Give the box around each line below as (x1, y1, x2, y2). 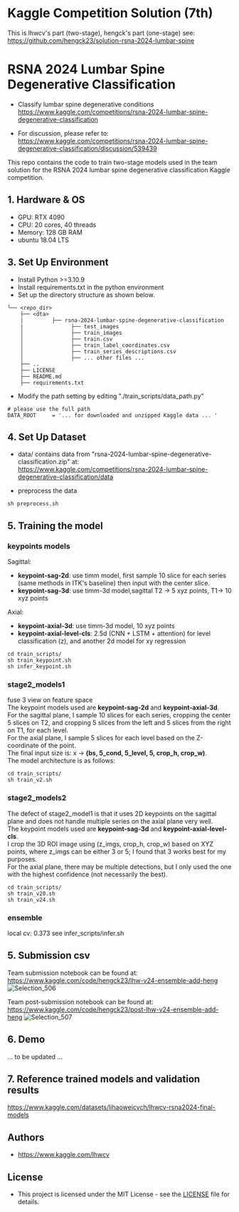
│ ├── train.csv (20, 335, 113, 343)
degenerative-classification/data (17, 473, 114, 481)
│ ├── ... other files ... (20, 354, 144, 361)
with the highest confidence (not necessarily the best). (7, 869, 168, 879)
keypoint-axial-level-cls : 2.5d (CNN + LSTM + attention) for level (17, 630, 211, 637)
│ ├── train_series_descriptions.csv (20, 348, 176, 355)
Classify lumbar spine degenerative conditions (17, 100, 154, 108)
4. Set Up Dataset (7, 430, 87, 443)
